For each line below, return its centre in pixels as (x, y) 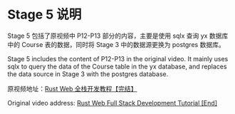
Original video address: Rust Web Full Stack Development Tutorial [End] (112, 103)
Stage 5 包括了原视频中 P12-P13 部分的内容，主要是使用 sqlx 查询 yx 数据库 (118, 36)
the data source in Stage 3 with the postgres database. (88, 74)
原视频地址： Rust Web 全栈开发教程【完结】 (72, 88)
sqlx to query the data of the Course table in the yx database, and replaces (117, 66)
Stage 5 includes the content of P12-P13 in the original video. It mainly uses (118, 58)
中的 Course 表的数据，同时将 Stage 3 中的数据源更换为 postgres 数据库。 (116, 44)
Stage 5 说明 (45, 15)
